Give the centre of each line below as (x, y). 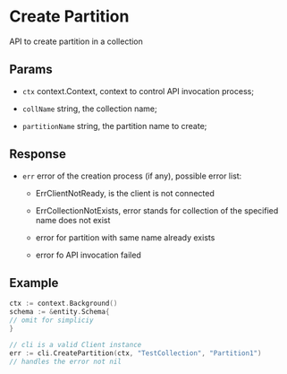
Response (38, 154)
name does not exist (73, 220)
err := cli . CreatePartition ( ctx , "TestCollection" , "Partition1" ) (135, 353)
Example (34, 283)
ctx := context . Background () (63, 304)
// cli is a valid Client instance (76, 344)
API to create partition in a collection (76, 41)
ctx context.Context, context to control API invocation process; (138, 91)
